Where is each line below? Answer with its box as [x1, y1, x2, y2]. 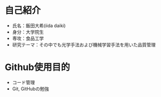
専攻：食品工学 [12, 35, 44, 41]
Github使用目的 [5, 62, 70, 73]
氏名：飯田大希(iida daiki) [12, 22, 66, 29]
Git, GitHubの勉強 [12, 85, 49, 92]
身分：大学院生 [12, 29, 44, 35]
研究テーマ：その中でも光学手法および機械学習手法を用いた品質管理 [12, 41, 156, 47]
